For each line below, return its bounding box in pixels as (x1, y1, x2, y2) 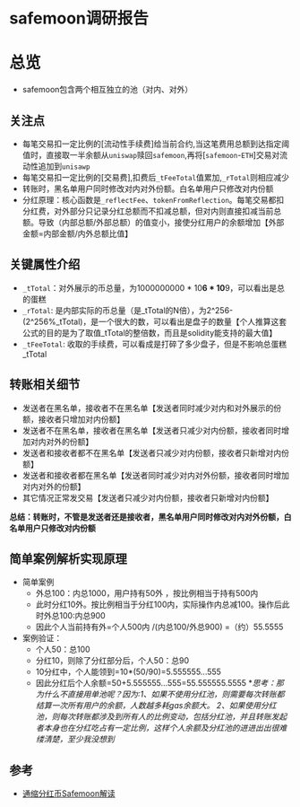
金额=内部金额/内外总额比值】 (21, 228, 133, 239)
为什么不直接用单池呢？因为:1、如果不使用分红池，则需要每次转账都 (35, 689, 285, 700)
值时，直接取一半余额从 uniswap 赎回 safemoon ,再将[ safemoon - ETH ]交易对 (21, 149, 280, 160)
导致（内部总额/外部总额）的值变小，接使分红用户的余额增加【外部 (38, 216, 285, 227)
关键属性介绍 (9, 257, 81, 272)
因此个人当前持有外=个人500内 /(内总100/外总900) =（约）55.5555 (35, 621, 284, 633)
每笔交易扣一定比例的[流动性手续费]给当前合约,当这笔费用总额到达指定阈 (21, 138, 290, 149)
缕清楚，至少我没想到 (35, 733, 115, 745)
